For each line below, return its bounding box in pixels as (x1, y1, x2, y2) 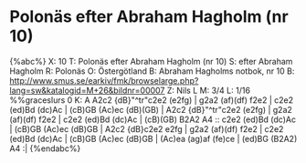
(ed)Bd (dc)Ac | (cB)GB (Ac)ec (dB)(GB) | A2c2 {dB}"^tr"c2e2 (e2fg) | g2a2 (9, 104, 292, 115)
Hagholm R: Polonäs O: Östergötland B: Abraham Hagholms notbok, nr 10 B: (9, 66, 295, 76)
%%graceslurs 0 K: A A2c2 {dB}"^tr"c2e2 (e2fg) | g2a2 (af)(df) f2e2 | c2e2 (9, 94, 294, 106)
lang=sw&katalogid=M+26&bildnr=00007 (9, 85, 165, 96)
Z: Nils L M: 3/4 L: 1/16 (166, 85, 251, 96)
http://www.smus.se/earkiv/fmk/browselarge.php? (9, 75, 199, 86)
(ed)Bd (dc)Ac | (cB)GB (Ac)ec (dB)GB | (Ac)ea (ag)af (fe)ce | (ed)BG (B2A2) (9, 133, 298, 144)
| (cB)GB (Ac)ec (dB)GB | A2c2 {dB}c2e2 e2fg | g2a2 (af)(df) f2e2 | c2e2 (9, 123, 284, 134)
